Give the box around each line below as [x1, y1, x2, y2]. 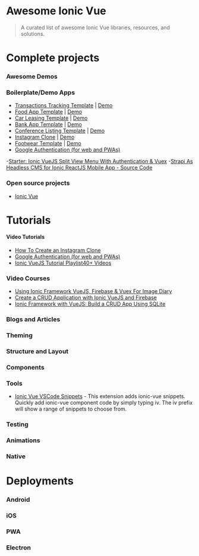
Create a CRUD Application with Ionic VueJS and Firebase [14, 294, 157, 302]
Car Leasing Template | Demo [14, 114, 88, 122]
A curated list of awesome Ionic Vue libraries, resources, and [20, 24, 170, 31]
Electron [6, 543, 31, 552]
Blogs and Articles [6, 315, 61, 324]
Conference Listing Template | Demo [14, 127, 105, 135]
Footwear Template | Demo [14, 140, 81, 147]
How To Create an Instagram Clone [14, 247, 101, 254]
